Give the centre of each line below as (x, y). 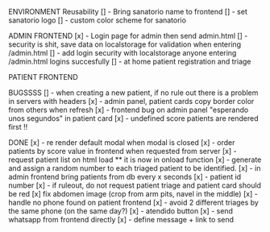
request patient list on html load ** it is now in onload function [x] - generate (135, 159)
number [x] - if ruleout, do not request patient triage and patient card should (135, 185)
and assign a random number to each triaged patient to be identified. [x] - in (135, 168)
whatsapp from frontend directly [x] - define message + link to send (121, 220)
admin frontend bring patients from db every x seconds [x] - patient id (125, 177)
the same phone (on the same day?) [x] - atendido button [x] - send (121, 211)
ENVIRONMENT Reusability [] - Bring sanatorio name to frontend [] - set (128, 12)
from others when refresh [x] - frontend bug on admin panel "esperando (129, 110)
